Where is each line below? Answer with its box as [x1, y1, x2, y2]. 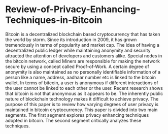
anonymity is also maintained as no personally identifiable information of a [5, 69, 161, 75]
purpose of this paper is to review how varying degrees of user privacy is [5, 101, 159, 107]
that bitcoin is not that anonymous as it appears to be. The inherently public [5, 90, 163, 96]
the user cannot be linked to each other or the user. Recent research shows [5, 85, 163, 91]
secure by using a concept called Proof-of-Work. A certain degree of [5, 63, 150, 70]
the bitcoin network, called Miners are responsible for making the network [5, 58, 160, 64]
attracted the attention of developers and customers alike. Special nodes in [5, 52, 162, 59]
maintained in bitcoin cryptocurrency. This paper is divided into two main [5, 107, 158, 113]
